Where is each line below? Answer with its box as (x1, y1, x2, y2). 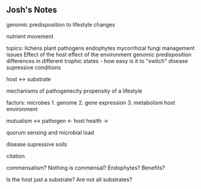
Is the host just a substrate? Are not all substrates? (6, 176, 133, 183)
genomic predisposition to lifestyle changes (6, 21, 116, 28)
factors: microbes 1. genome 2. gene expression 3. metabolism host (6, 99, 176, 106)
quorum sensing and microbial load (6, 128, 94, 136)
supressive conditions (6, 64, 61, 71)
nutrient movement (6, 33, 54, 40)
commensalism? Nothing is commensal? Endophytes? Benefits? (6, 164, 165, 171)
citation (6, 152, 25, 159)
